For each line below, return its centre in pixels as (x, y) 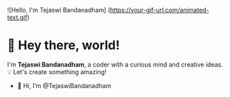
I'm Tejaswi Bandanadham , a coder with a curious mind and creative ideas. (115, 64)
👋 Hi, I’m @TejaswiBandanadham (64, 85)
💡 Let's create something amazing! (57, 71)
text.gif (17, 17)
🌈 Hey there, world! (63, 45)
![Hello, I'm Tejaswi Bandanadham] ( (59, 10)
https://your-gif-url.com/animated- (159, 10)
